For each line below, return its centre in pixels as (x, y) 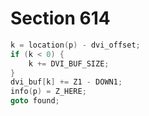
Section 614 (60, 18)
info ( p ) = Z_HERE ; (48, 92)
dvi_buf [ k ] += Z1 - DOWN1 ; (66, 82)
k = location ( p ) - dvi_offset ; (75, 45)
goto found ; (35, 101)
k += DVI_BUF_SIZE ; (69, 63)
